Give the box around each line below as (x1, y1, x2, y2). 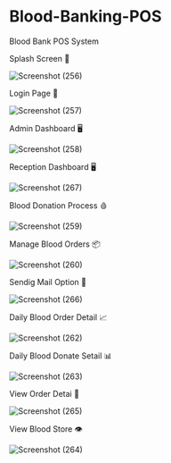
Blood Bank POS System (9, 36, 100, 46)
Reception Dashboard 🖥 (9, 161, 96, 172)
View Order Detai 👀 (9, 388, 80, 399)
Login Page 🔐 (9, 88, 59, 98)
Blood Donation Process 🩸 (9, 199, 109, 211)
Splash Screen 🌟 (9, 53, 70, 63)
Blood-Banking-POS (9, 6, 162, 27)
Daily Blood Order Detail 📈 (9, 311, 108, 323)
